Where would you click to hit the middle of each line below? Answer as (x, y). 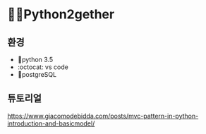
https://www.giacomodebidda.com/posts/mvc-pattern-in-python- (103, 116)
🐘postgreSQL (37, 74)
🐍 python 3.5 (35, 60)
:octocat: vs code (43, 67)
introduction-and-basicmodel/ (51, 123)
